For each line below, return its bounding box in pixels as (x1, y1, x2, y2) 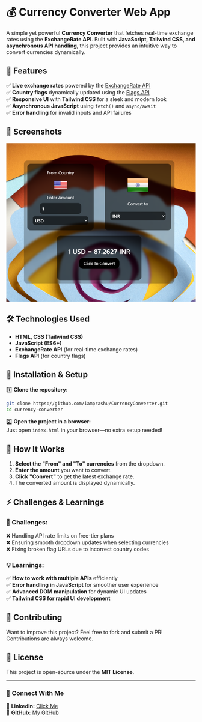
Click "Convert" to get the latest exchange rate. (14, 473, 135, 480)
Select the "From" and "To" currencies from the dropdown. (14, 460, 165, 467)
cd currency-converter (6, 407, 63, 413)
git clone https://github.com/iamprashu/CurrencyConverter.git (6, 401, 168, 407)
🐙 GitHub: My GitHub (6, 709, 59, 716)
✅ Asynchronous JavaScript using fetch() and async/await (6, 102, 156, 109)
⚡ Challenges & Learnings (6, 497, 105, 508)
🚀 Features (6, 66, 47, 76)
